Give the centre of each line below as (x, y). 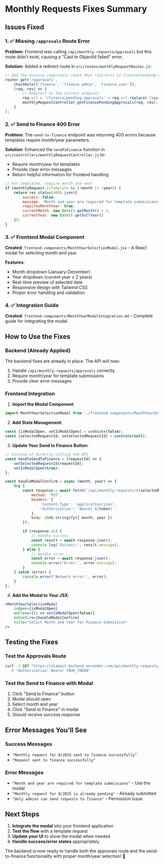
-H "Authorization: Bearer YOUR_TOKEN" (50, 671)
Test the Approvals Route (36, 656)
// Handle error (48, 554)
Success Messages (29, 744)
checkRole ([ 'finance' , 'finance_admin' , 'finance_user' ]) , (75, 84)
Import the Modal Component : (43, 404)
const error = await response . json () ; (71, 559)
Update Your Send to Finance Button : (50, 445)
